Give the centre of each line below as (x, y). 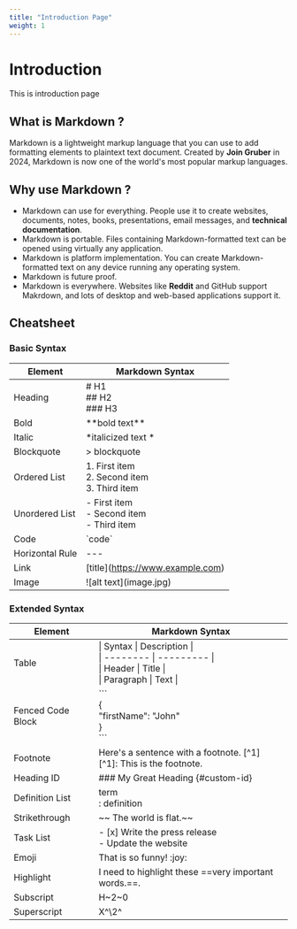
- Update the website (143, 843)
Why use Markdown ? (70, 190)
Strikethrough (42, 818)
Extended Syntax (47, 609)
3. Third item (112, 488)
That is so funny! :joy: (143, 857)
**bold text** (115, 423)
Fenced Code (42, 710)
